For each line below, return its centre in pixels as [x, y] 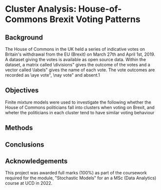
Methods [19, 128]
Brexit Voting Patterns [95, 19]
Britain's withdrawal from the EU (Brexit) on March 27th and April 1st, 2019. [80, 54]
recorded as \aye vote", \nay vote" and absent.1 [52, 75]
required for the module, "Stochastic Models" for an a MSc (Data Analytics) [81, 178]
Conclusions [25, 144]
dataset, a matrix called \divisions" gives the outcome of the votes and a [78, 65]
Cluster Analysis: [41, 9]
